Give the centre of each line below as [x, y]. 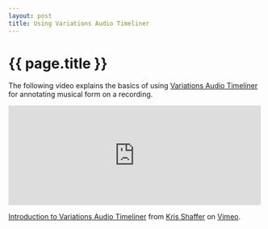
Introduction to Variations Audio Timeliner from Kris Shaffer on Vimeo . [124, 217]
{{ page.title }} [58, 64]
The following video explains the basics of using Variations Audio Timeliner [133, 86]
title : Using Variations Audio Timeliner [79, 23]
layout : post [30, 16]
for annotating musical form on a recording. [81, 95]
